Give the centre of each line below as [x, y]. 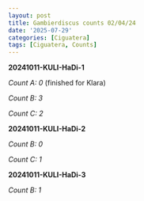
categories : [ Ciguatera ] [49, 38]
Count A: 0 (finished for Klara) [57, 83]
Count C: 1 [25, 160]
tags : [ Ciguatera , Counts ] [53, 45]
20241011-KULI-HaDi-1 [46, 67]
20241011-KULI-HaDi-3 [47, 175]
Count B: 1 [25, 190]
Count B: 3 [26, 98]
